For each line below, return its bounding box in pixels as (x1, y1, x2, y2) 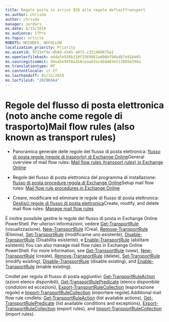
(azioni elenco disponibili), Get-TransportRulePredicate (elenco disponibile (5, 279, 160, 285)
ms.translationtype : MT (5, 64, 55, 69)
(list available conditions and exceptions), (55, 300, 142, 306)
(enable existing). (35, 263, 72, 270)
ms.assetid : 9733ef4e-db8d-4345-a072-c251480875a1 (5, 49, 114, 55)
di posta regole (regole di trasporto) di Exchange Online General (12, 153, 145, 159)
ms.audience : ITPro (5, 31, 46, 36)
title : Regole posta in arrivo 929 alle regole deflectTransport (5, 7, 145, 13)
